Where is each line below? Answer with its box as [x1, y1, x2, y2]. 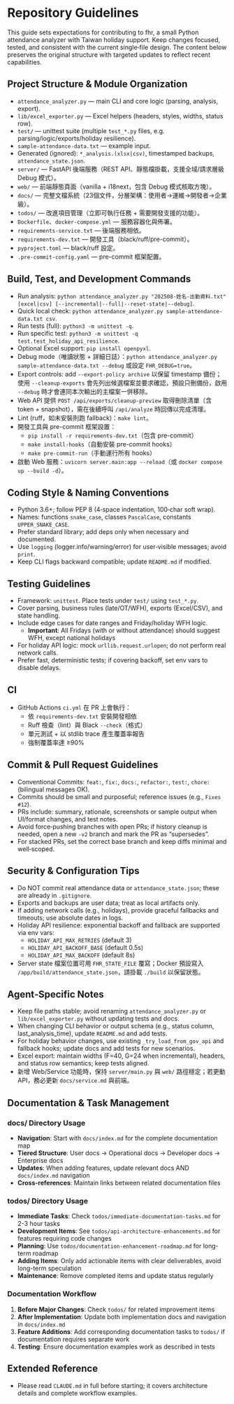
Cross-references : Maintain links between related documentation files [17, 1179, 221, 1187]
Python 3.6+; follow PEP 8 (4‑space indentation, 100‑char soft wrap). [17, 505, 216, 514]
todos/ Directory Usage [7, 1197, 89, 1206]
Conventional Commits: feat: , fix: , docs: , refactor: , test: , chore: [17, 777, 211, 786]
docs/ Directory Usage [7, 1118, 86, 1128]
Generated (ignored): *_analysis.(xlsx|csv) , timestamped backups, [17, 149, 215, 157]
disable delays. [17, 664, 61, 672]
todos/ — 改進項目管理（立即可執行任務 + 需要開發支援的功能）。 [17, 208, 204, 217]
